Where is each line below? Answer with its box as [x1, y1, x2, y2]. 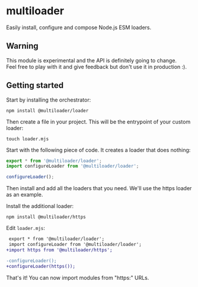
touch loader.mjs [6, 135, 49, 142]
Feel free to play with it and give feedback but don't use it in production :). [6, 63, 187, 70]
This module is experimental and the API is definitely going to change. [6, 56, 177, 64]
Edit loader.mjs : [6, 225, 46, 232]
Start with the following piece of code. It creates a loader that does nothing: [6, 146, 191, 153]
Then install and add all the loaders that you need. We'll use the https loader [6, 185, 192, 192]
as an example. [6, 191, 43, 198]
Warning [6, 41, 39, 51]
